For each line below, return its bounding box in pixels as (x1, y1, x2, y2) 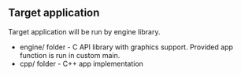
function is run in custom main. (19, 50, 120, 60)
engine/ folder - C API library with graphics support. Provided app (19, 42, 234, 52)
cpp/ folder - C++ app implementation (19, 59, 144, 68)
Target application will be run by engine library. (8, 27, 161, 36)
